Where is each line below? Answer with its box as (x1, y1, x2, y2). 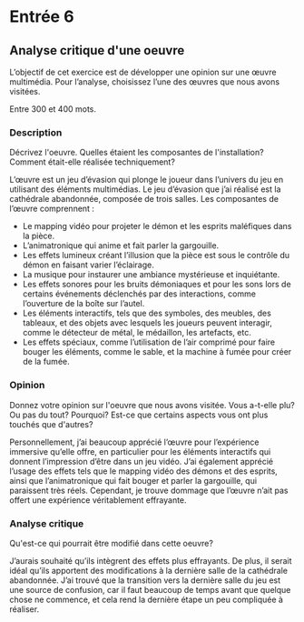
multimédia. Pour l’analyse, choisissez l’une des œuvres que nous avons (9, 76, 279, 87)
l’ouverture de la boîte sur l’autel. (22, 298, 145, 309)
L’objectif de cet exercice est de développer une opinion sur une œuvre (9, 66, 277, 77)
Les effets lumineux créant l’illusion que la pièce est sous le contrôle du (22, 250, 290, 261)
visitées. (9, 86, 41, 96)
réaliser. (9, 603, 39, 615)
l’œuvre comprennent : (9, 203, 95, 215)
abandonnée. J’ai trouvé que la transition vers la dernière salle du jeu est (9, 575, 281, 586)
